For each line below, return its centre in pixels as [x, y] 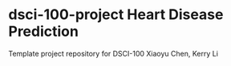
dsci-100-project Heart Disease [116, 15]
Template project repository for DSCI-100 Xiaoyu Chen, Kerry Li [113, 53]
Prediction [43, 31]
